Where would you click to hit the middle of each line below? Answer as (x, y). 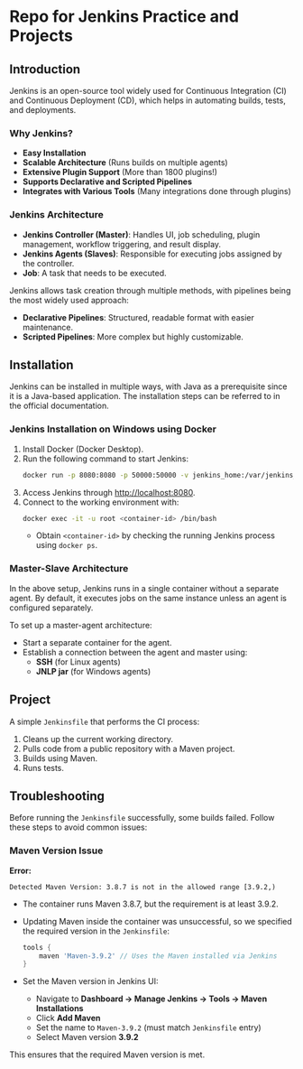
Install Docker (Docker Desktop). (83, 449)
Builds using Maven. (60, 758)
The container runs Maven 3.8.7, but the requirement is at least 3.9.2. (151, 904)
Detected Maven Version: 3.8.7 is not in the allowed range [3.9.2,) (143, 887)
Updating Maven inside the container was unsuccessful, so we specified (157, 921)
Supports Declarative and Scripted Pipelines (107, 181)
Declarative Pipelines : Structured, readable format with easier (138, 317)
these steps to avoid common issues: (78, 827)
